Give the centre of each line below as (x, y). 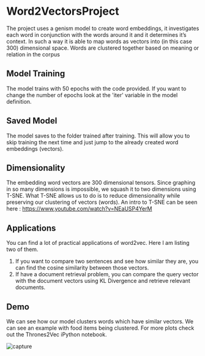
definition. (19, 101)
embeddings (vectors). (35, 149)
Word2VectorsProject (63, 11)
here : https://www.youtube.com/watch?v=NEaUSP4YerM (79, 209)
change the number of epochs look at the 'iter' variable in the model (92, 95)
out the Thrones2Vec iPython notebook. (57, 335)
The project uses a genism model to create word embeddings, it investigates (103, 28)
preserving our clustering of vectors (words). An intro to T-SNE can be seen (102, 202)
